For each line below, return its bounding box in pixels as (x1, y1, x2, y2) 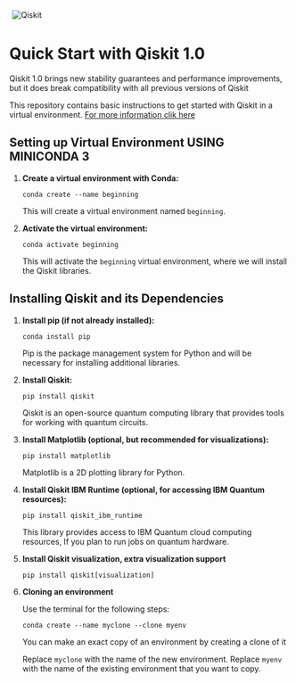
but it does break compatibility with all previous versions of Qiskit (9, 82, 250, 93)
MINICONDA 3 (9, 149, 90, 164)
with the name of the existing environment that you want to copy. (21, 662, 261, 674)
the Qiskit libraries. (21, 265, 92, 276)
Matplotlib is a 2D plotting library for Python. (21, 466, 185, 478)
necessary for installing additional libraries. (21, 357, 181, 367)
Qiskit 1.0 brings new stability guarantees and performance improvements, (9, 73, 283, 84)
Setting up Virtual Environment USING (9, 136, 225, 151)
